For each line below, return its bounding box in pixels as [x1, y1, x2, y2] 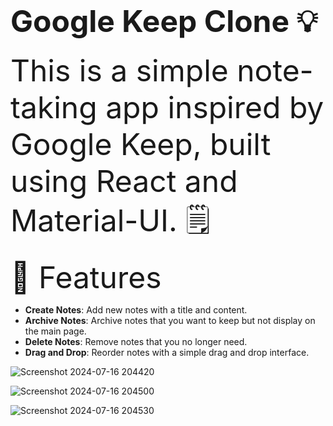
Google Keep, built [10, 125, 272, 163]
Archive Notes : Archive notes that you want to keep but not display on [24, 314, 316, 326]
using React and [10, 162, 238, 200]
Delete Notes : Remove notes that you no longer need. [24, 335, 248, 347]
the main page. [24, 325, 87, 337]
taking [10, 88, 98, 126]
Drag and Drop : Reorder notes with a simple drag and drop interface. [24, 346, 310, 358]
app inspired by [105, 88, 325, 126]
